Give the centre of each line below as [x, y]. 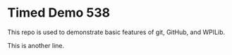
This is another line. [36, 45]
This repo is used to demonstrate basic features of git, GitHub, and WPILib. [116, 32]
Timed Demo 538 [59, 13]
